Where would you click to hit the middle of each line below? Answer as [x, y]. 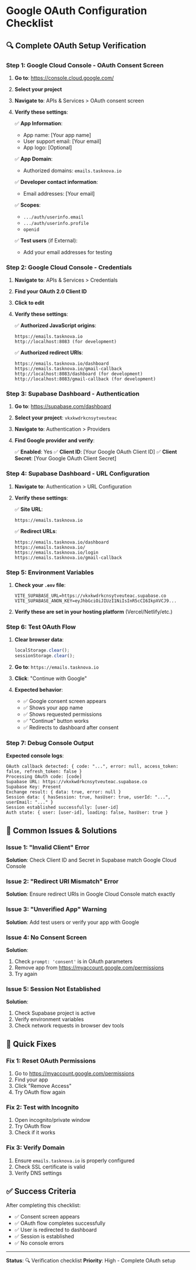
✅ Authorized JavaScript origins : [55, 326]
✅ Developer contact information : [56, 182]
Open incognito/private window [52, 1120]
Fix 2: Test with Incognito [43, 1107]
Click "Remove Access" [43, 1085]
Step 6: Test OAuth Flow [41, 627]
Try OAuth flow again [40, 1092]
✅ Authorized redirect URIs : [49, 353]
